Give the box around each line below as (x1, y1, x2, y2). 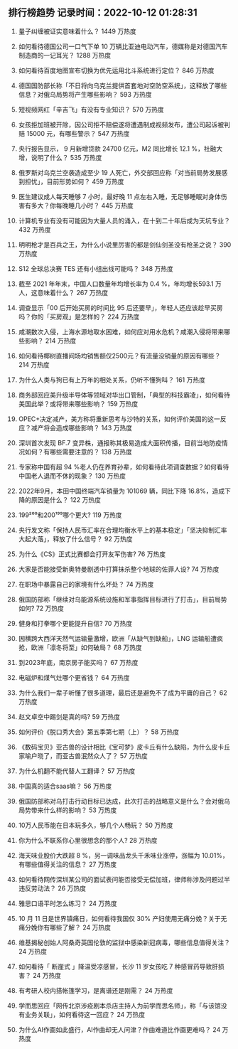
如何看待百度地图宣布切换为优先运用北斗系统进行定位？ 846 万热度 (18, 66, 215, 75)
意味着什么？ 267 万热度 (37, 288, 109, 297)
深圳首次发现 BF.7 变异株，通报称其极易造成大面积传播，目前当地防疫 (18, 438, 222, 447)
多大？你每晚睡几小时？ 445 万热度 (31, 201, 134, 210)
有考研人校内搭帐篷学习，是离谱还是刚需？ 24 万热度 (18, 986, 173, 994)
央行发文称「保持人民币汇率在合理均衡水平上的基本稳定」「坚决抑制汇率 (18, 526, 227, 534)
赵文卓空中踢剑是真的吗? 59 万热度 (18, 712, 120, 720)
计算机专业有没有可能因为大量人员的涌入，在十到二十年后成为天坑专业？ (18, 216, 230, 225)
